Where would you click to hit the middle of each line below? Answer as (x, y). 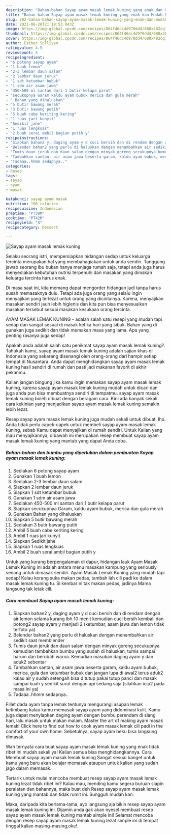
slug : (11, 19)
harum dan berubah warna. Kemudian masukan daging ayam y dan (83, 656)
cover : (13, 39)
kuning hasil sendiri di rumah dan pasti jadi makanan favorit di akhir (76, 367)
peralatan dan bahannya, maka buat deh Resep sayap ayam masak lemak (82, 789)
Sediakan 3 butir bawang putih (45, 524)
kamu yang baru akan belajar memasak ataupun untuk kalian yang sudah (82, 763)
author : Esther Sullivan (32, 43)
